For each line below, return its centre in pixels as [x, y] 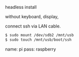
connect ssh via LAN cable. [33, 26]
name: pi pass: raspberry [31, 49]
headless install [21, 7]
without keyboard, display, [32, 16]
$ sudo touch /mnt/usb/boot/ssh [38, 40]
